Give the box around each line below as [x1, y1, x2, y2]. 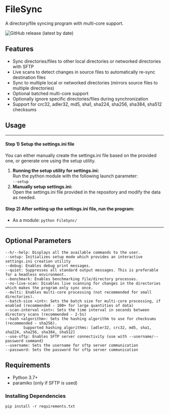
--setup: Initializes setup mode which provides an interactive [5, 254, 143, 259]
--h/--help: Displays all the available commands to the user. [5, 250, 141, 255]
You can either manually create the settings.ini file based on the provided [5, 152, 157, 158]
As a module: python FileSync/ [12, 217, 77, 223]
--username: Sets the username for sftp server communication [5, 343, 138, 348]
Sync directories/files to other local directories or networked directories [12, 58, 161, 64]
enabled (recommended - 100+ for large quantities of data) [5, 303, 134, 308]
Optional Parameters [5, 237, 71, 245]
